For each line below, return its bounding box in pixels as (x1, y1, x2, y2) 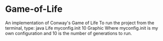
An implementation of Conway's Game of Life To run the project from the (5, 20, 155, 26)
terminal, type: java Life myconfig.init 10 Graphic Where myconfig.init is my (5, 25, 158, 31)
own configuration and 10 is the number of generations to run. (5, 30, 132, 36)
